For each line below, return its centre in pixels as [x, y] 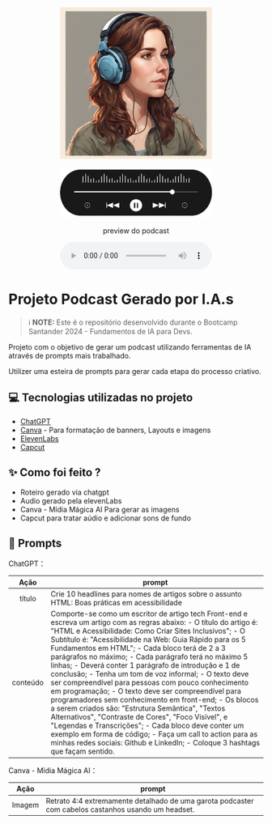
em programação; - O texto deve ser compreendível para [146, 691]
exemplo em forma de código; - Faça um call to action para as [154, 734]
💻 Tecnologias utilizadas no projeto [101, 398]
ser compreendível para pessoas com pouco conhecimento [150, 682]
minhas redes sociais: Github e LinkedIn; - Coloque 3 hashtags [155, 743]
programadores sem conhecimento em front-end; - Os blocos [155, 700]
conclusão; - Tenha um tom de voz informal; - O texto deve [150, 674]
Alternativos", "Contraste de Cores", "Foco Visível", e [139, 717]
